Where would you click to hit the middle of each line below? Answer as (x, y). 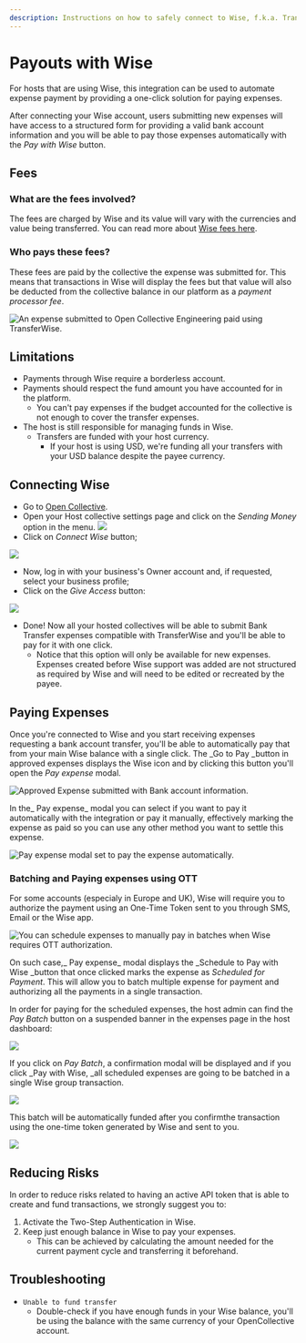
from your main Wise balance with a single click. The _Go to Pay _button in (149, 753)
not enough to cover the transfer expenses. (117, 417)
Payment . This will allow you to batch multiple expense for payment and (144, 982)
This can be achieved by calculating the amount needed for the (155, 1241)
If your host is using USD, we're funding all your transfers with (166, 446)
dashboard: (31, 1029)
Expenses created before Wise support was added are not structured (166, 665)
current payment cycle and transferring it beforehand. (137, 1251)
